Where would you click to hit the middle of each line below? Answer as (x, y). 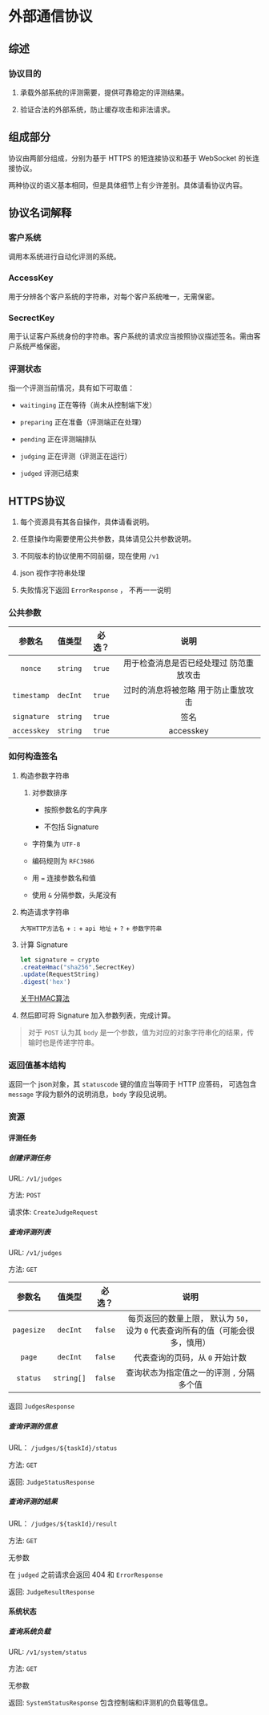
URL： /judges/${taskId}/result (63, 1523)
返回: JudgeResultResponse (52, 1591)
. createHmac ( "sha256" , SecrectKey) (77, 967)
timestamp (31, 696)
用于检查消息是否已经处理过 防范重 (189, 663)
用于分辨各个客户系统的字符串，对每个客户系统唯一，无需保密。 (113, 296)
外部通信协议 (51, 16)
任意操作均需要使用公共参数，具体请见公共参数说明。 (108, 539)
